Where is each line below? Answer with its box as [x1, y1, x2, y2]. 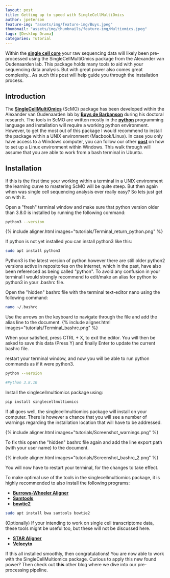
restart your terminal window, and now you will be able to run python [5, 355, 150, 361]
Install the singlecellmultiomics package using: [5, 389, 103, 395]
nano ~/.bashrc [5, 305, 38, 310]
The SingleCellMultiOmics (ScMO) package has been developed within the [5, 105, 164, 112]
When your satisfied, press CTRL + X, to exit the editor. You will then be [5, 335, 156, 341]
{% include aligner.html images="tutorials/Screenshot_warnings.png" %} [5, 429, 159, 435]
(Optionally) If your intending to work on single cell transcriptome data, [5, 520, 154, 526]
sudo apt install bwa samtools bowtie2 [5, 510, 90, 516]
